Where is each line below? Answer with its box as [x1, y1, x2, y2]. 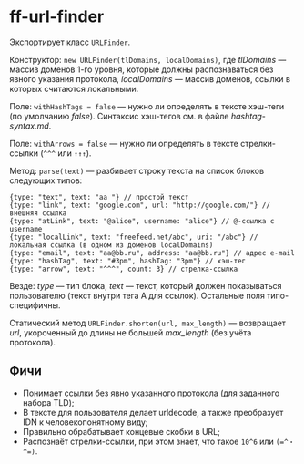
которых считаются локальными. [9, 83, 139, 94]
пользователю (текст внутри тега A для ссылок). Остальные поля [9, 290, 266, 301]
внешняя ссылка [9, 208, 67, 218]
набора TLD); [22, 397, 75, 407]
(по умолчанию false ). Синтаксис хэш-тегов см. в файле [9, 110, 229, 121]
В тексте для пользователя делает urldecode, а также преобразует [22, 407, 284, 418]
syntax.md [9, 120, 50, 131]
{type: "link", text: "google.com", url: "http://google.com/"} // [9, 201, 271, 210]
